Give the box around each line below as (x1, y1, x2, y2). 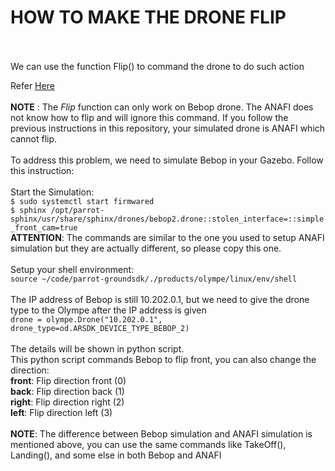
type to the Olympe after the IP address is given (10, 304, 207, 316)
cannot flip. (10, 132, 58, 145)
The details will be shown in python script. (10, 342, 185, 355)
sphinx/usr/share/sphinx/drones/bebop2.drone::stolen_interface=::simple (10, 214, 325, 224)
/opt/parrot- (50, 205, 105, 215)
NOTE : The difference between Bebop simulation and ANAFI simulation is (10, 427, 313, 440)
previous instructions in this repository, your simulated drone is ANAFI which (10, 122, 326, 134)
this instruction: (10, 164, 75, 176)
